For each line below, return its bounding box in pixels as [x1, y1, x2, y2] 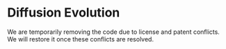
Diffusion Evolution [7, 5, 120, 21]
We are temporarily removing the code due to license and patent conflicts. [7, 28, 220, 36]
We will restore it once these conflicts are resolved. [7, 35, 154, 43]
